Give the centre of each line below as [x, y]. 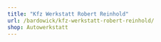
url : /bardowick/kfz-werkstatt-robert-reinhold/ [81, 21]
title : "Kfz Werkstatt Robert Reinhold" [68, 14]
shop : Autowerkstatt [38, 27]
